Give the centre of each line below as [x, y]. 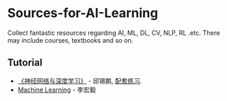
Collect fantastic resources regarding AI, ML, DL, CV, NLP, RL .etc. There [114, 33]
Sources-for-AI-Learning [83, 13]
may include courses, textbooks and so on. [70, 40]
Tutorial [25, 63]
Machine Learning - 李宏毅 [57, 90]
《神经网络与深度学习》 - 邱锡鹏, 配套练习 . [80, 80]
